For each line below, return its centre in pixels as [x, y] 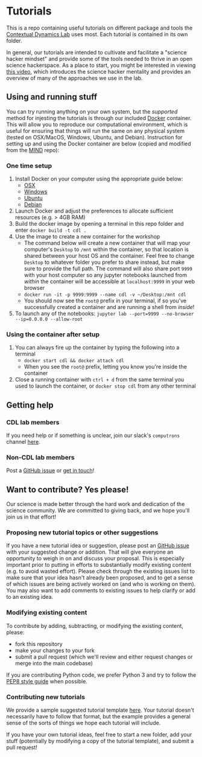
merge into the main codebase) [54, 663]
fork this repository [39, 644]
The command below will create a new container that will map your [107, 243]
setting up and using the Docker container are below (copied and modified [99, 144]
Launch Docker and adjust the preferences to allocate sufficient [94, 211]
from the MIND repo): [33, 150]
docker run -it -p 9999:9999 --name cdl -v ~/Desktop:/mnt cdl [105, 295]
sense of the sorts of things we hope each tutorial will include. [84, 723]
